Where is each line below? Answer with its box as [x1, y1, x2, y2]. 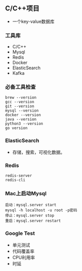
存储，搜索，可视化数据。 [12, 149, 65, 155]
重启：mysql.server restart [5, 218, 61, 224]
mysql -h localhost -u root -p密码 [5, 208, 78, 213]
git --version [5, 104, 35, 109]
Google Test [5, 230, 35, 237]
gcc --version [5, 100, 35, 105]
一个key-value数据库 [12, 18, 55, 24]
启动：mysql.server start [5, 203, 57, 208]
